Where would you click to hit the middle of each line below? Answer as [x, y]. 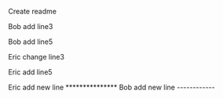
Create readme [33, 11]
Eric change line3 [37, 57]
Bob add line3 [31, 26]
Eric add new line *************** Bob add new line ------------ [111, 87]
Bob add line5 [31, 42]
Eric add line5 [30, 72]
